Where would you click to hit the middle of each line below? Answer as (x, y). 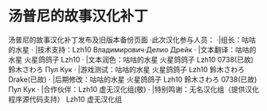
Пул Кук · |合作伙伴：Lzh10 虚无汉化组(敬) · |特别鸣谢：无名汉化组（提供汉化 (134, 89)
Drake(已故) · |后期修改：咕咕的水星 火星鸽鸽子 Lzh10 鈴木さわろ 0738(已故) (133, 79)
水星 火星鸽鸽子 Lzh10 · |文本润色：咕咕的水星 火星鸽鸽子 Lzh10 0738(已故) (131, 59)
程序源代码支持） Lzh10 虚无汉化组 (65, 99)
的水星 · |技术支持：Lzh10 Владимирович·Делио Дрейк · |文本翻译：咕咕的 (132, 49)
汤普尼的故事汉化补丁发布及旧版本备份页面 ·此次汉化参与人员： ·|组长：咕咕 (132, 40)
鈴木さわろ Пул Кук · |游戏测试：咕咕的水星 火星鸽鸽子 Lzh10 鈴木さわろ (127, 69)
